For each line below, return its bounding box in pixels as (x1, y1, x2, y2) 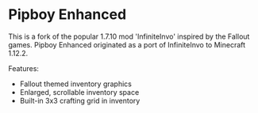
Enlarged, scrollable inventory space (19, 87, 140, 96)
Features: (8, 63, 40, 73)
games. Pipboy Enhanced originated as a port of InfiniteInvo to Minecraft (8, 40, 246, 49)
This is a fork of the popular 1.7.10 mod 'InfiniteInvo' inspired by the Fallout (8, 32, 250, 41)
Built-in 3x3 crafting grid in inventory (19, 96, 141, 105)
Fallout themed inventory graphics (19, 79, 133, 89)
